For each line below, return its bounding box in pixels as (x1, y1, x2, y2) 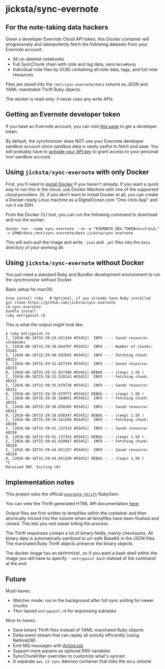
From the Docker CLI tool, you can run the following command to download (5, 212, 158, 217)
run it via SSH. (5, 202, 35, 208)
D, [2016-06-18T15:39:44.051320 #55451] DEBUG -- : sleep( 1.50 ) (5, 456, 144, 461)
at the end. (5, 561, 27, 567)
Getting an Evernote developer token (5, 110, 121, 119)
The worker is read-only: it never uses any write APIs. (5, 96, 114, 102)
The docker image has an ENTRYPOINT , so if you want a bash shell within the (5, 550, 158, 556)
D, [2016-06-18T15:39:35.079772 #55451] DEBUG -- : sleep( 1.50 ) (5, 392, 144, 396)
